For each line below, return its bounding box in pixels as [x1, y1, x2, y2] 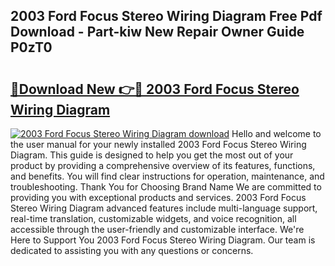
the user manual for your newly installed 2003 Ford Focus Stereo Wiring [10, 139, 307, 150]
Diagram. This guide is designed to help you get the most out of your [10, 149, 294, 161]
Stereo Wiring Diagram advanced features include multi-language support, [10, 202, 318, 214]
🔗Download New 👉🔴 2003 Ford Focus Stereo [10, 80, 300, 98]
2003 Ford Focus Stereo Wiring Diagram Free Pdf [10, 8, 323, 25]
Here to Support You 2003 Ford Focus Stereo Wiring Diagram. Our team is [10, 234, 316, 246]
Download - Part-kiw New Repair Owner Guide [10, 24, 305, 41]
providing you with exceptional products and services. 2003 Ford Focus [10, 192, 307, 203]
